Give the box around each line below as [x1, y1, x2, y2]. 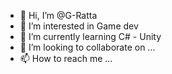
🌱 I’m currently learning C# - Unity [19, 31, 162, 42]
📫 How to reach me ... [19, 53, 113, 64]
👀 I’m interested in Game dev [19, 20, 139, 32]
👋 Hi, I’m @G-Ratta [19, 10, 98, 21]
